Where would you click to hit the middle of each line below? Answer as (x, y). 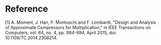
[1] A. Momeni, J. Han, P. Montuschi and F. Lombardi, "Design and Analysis (80, 22)
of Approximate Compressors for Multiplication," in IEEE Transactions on (78, 27)
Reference (26, 9)
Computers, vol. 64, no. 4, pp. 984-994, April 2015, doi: (61, 32)
